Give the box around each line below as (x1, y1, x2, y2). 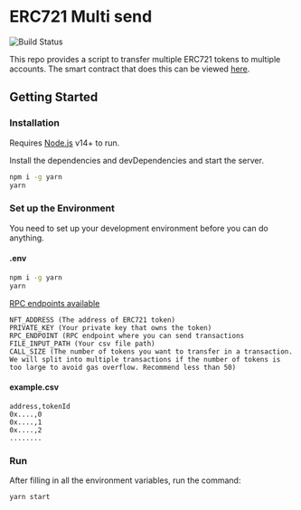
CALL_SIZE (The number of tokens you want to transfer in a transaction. (9, 346, 294, 356)
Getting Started (9, 90, 99, 105)
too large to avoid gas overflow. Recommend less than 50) (9, 363, 237, 372)
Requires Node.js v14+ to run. (9, 137, 120, 148)
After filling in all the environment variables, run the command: (9, 475, 241, 486)
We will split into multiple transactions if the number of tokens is (9, 354, 281, 364)
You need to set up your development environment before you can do (9, 222, 268, 233)
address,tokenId (9, 401, 71, 411)
